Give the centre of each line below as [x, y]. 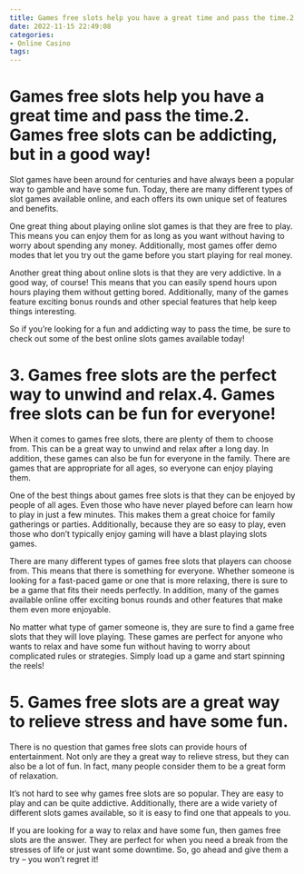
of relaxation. [34, 775]
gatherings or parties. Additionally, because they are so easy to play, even [148, 524]
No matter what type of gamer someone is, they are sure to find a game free [152, 627]
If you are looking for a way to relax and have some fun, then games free [145, 830]
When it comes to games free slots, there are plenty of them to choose [142, 439]
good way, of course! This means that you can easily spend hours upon [143, 283]
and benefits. [34, 209]
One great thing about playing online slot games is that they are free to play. [151, 226]
